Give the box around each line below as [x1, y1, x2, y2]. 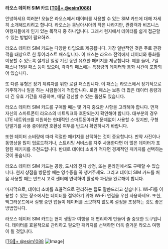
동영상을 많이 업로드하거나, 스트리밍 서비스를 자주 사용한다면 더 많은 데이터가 [5, 140, 155, 146]
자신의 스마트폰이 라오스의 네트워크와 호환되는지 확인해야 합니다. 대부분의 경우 [5, 110, 158, 116]
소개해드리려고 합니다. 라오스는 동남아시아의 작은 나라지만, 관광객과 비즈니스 [10, 22, 159, 28]
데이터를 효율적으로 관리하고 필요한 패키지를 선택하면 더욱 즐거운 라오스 [12, 222, 151, 228]
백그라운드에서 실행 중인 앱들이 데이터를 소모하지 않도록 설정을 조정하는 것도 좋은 [5, 199, 163, 205]
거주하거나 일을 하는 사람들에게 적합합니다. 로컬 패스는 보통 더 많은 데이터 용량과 [5, 87, 162, 93]
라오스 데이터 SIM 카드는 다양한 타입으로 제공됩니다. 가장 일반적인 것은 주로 [5, 45, 152, 51]
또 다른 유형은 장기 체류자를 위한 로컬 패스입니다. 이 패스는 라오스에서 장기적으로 [5, 81, 162, 87]
